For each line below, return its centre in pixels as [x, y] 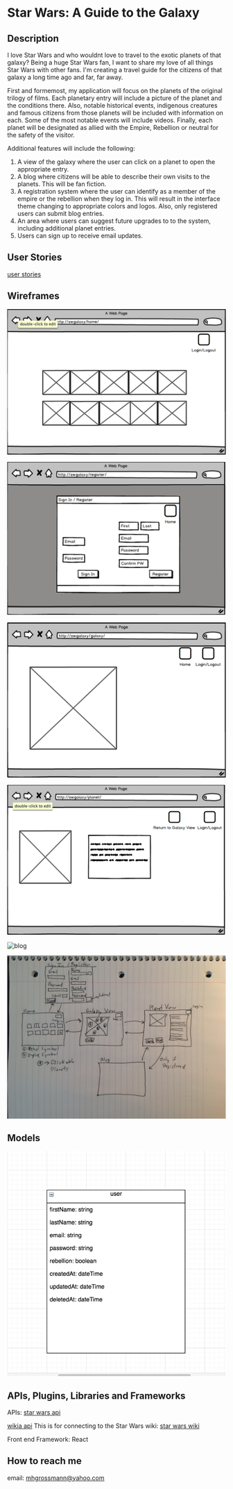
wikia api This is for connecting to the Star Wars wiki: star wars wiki [103, 1426]
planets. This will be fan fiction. [62, 184]
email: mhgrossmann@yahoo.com [56, 1478]
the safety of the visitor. [41, 135]
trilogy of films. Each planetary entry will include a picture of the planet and [114, 98]
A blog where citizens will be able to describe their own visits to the [113, 176]
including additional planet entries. [67, 228]
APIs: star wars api [34, 1412]
